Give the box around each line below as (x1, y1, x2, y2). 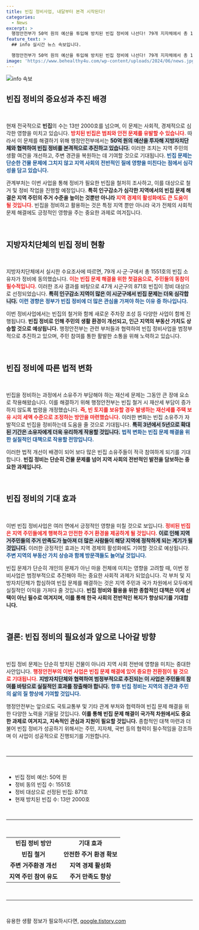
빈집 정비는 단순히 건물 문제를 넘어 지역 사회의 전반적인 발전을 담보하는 (23, 456, 184, 463)
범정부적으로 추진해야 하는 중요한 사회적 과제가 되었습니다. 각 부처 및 (26, 572, 185, 579)
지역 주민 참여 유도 (9, 872, 58, 881)
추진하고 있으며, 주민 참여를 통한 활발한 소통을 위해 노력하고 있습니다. (21, 333, 182, 340)
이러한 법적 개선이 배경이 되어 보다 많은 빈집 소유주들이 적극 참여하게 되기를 (6, 448, 180, 456)
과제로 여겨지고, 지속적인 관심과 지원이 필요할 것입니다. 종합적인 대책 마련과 (12, 717, 185, 724)
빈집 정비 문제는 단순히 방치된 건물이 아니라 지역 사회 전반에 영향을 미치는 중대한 (6, 660, 191, 667)
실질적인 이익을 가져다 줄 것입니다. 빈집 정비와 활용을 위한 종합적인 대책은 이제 (6, 587, 185, 594)
